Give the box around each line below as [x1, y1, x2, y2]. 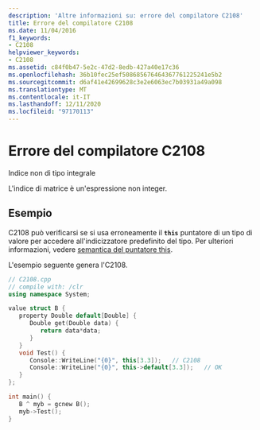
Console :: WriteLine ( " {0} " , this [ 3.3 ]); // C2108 [29, 356, 201, 364]
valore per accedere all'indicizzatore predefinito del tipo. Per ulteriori [8, 236, 234, 246]
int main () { [8, 393, 52, 401]
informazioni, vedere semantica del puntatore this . [8, 244, 173, 254]
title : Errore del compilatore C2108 [8, 19, 134, 27]
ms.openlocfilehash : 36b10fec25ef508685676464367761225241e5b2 [8, 71, 223, 79]
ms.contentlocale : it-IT [8, 93, 91, 101]
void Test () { [18, 349, 66, 357]
